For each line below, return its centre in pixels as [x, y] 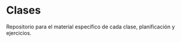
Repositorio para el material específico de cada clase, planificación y [90, 27]
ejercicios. [19, 33]
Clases [24, 10]
